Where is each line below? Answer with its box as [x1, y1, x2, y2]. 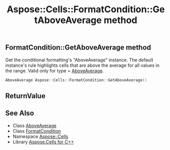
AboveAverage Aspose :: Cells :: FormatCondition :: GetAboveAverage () [5, 78, 147, 83]
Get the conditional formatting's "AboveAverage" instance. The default [5, 57, 154, 63]
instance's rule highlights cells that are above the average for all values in [5, 62, 160, 68]
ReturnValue [5, 91, 46, 100]
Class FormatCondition [12, 128, 61, 134]
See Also [5, 109, 34, 118]
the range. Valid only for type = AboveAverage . [5, 67, 104, 73]
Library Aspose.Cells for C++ [12, 139, 74, 145]
